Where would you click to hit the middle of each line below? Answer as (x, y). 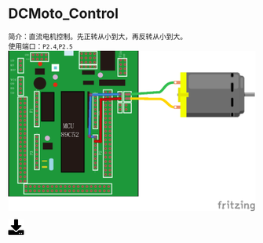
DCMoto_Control (64, 14)
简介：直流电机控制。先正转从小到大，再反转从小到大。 (97, 36)
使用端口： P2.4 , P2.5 (40, 46)
